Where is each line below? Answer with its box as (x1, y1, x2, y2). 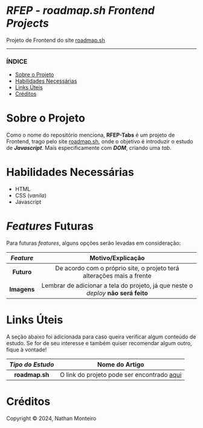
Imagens (9, 285, 35, 294)
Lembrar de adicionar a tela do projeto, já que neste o (41, 282, 193, 290)
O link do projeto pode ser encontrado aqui (59, 370, 182, 378)
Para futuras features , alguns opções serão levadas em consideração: (6, 239, 181, 247)
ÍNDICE (6, 57, 28, 65)
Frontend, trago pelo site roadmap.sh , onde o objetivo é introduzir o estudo (6, 138, 193, 145)
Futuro (12, 268, 32, 276)
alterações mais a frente (82, 271, 152, 280)
